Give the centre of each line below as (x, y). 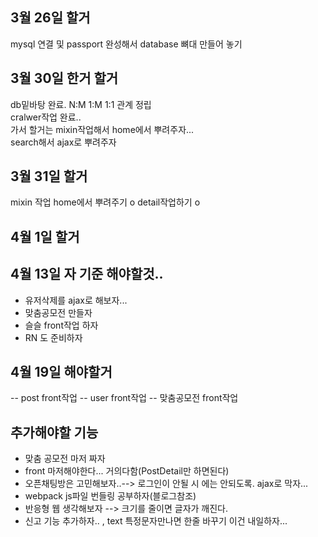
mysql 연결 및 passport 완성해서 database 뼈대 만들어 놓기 (126, 44)
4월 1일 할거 (45, 236)
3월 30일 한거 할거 (64, 78)
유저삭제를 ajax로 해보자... (76, 300)
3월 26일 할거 (50, 18)
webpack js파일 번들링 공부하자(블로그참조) (110, 496)
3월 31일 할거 (49, 176)
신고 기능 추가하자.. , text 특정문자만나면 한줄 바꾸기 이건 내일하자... (156, 521)
